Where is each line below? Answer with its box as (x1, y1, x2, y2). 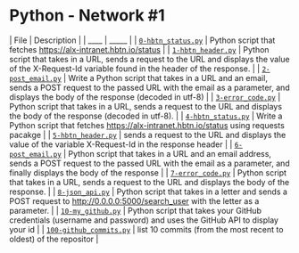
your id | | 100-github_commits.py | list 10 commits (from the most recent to (9, 224, 284, 234)
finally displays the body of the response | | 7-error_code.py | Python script (9, 167, 287, 178)
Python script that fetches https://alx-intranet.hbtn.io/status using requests (9, 119, 286, 130)
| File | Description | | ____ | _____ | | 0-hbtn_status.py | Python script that (9, 35, 276, 45)
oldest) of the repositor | (9, 233, 99, 244)
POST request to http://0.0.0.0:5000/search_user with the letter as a (9, 195, 260, 206)
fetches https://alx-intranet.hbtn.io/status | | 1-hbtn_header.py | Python (9, 44, 270, 54)
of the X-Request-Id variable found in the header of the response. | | (9, 63, 261, 74)
